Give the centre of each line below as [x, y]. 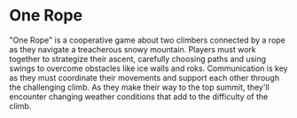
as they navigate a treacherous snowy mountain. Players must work [133, 49]
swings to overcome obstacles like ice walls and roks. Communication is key [148, 68]
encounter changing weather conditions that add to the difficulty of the [139, 96]
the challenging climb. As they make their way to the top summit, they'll [140, 87]
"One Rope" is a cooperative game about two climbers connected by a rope [148, 40]
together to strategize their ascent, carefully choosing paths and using [138, 59]
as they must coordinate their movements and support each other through [145, 77]
